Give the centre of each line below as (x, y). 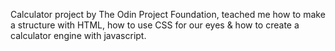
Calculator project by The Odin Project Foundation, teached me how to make (168, 14)
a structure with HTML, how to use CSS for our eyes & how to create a (155, 25)
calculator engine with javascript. (78, 35)
